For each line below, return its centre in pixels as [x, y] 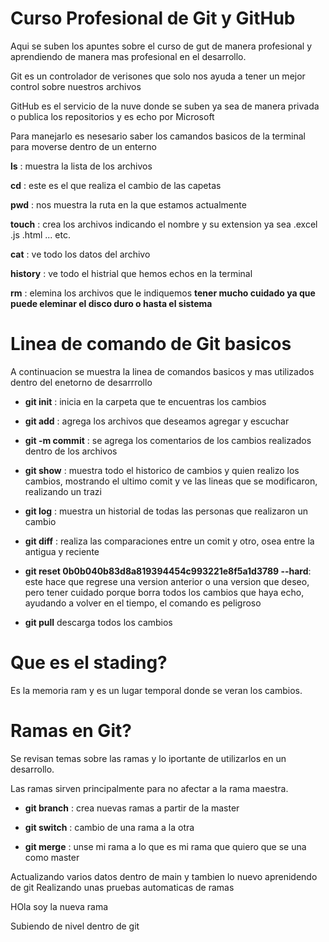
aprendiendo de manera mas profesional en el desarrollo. [128, 56]
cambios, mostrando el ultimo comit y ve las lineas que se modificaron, [171, 481]
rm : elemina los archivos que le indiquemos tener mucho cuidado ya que [163, 293]
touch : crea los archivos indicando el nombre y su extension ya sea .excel [164, 224]
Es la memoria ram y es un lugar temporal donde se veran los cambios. [156, 690]
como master [52, 857]
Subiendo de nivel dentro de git [75, 926]
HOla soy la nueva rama [59, 906]
